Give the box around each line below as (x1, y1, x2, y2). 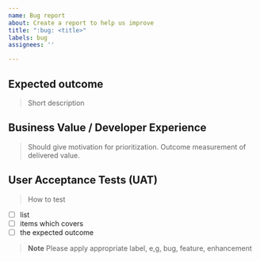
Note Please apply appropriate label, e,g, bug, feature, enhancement (27, 243, 252, 253)
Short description (27, 98, 85, 108)
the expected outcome (19, 227, 94, 237)
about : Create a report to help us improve (8, 19, 155, 27)
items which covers (19, 218, 84, 228)
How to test (27, 195, 66, 204)
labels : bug (8, 33, 48, 42)
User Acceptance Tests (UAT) (8, 173, 159, 187)
